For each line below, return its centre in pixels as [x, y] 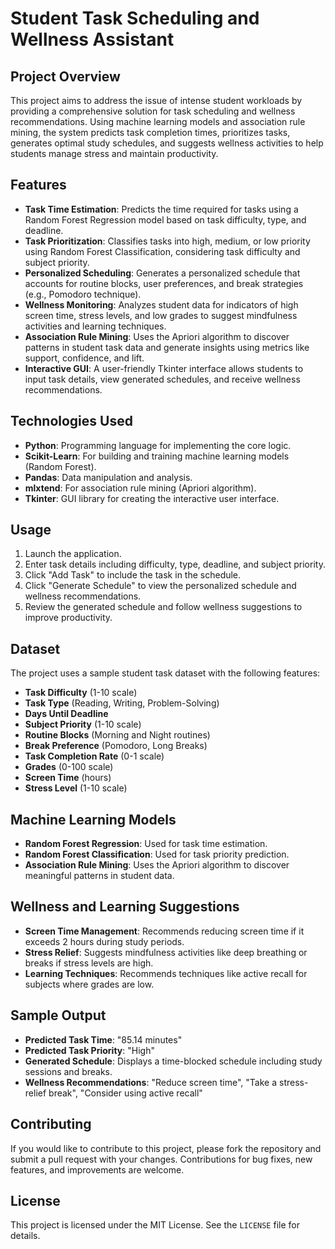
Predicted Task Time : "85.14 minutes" [103, 1039]
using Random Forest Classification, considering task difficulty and [162, 251]
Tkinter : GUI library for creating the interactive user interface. [152, 498]
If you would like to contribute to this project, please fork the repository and [166, 1148]
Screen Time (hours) [68, 778]
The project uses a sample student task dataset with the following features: [165, 673]
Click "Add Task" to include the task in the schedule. [133, 575]
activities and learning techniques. [95, 326]
